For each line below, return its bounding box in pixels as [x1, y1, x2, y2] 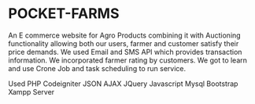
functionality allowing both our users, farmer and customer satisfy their [8, 38, 239, 48]
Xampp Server [8, 87, 55, 96]
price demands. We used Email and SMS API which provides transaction [8, 47, 242, 56]
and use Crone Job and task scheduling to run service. [8, 63, 187, 73]
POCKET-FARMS [8, 5, 120, 23]
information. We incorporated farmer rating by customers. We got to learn [8, 56, 248, 65]
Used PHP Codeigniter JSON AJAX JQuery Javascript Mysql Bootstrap [8, 79, 238, 88]
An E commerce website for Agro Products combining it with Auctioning [8, 30, 242, 40]
